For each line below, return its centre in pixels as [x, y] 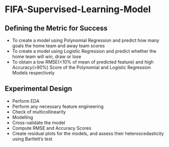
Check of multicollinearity [39, 112]
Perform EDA [26, 101]
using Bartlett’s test [32, 139]
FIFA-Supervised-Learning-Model [78, 9]
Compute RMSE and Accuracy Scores [52, 128]
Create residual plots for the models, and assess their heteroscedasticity [88, 133]
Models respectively [33, 73]
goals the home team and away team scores [58, 46]
